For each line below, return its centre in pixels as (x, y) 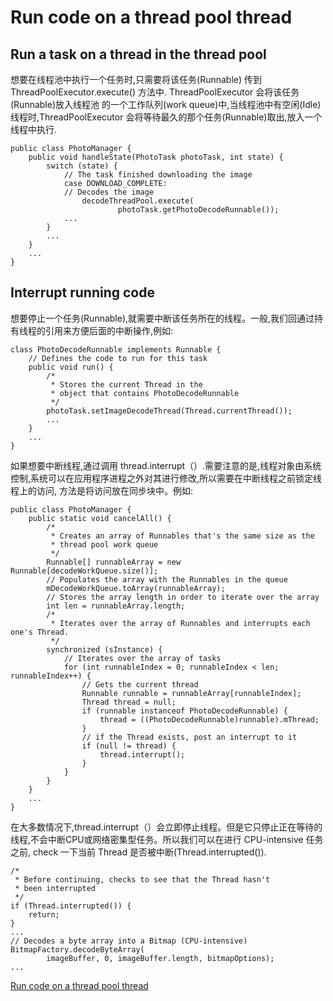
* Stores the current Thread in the (126, 384)
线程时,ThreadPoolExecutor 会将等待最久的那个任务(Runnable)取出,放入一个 (166, 117)
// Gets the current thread (140, 684)
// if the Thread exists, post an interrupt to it (189, 737)
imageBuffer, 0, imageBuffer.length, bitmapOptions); (160, 958)
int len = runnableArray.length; (116, 606)
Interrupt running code (82, 292)
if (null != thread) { (129, 746)
